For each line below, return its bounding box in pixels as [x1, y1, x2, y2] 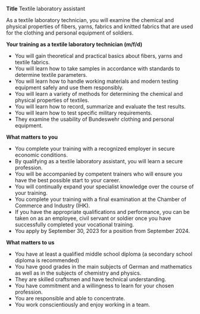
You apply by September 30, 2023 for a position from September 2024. [14, 228, 190, 234]
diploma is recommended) [14, 257, 79, 264]
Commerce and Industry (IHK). [14, 202, 90, 209]
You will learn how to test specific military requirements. [14, 110, 153, 116]
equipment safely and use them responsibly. [14, 84, 124, 91]
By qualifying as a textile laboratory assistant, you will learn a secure [14, 158, 183, 164]
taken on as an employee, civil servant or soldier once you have [14, 214, 171, 222]
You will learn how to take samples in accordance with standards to [14, 65, 180, 72]
